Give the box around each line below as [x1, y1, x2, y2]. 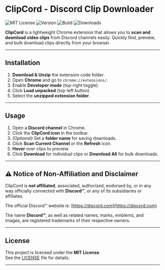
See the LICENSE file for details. [5, 255, 70, 261]
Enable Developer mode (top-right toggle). [12, 82, 99, 88]
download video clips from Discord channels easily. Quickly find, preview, [5, 34, 156, 40]
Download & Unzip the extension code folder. [12, 71, 105, 77]
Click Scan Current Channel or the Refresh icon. [12, 140, 112, 146]
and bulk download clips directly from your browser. [5, 39, 110, 45]
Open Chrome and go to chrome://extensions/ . [12, 77, 109, 83]
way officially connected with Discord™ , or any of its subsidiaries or [5, 188, 142, 194]
